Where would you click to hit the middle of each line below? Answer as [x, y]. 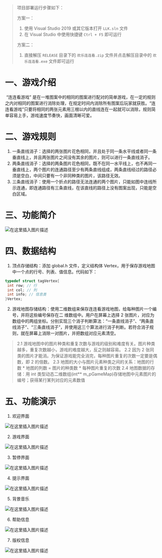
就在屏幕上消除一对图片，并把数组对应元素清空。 [70, 334]
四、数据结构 [31, 251]
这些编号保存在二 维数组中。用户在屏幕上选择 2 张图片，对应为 [92, 315]
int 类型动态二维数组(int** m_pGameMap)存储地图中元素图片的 [93, 374]
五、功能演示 [31, 402]
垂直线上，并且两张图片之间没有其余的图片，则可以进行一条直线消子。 [82, 157]
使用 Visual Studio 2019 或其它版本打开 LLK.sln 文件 [76, 28]
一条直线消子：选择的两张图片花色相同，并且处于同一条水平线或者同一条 [84, 151]
